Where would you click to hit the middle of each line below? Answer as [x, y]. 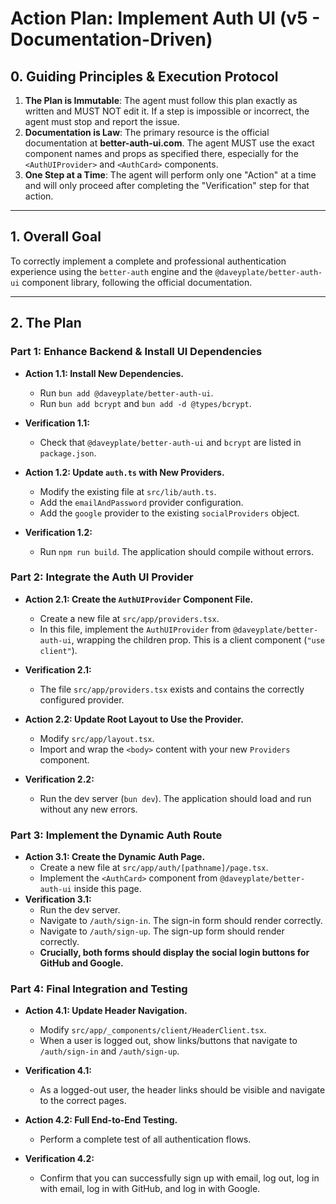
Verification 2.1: [58, 669]
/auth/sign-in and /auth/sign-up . [109, 1051]
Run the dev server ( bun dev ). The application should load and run [175, 798]
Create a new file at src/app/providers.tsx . [129, 618]
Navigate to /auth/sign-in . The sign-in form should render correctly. [181, 921]
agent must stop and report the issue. [102, 121]
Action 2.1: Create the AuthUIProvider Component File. [139, 599]
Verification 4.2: [59, 1159]
